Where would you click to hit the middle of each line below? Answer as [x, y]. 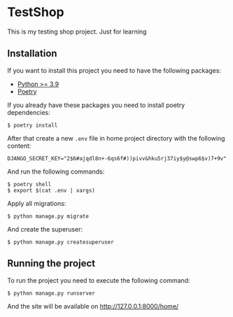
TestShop [36, 12]
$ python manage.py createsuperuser [61, 242]
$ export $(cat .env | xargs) [51, 190]
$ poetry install [33, 125]
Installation [32, 54]
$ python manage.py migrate [48, 216]
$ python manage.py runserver [51, 293]
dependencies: [29, 112]
